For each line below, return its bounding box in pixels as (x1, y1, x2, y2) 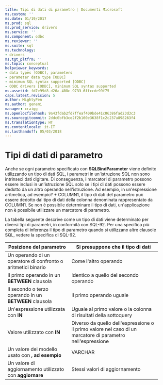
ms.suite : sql (5, 43, 34, 48)
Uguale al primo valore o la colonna (71, 306, 152, 313)
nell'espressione (71, 338, 109, 345)
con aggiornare (7, 372, 44, 379)
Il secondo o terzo (7, 286, 49, 293)
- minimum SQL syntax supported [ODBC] (5, 79, 86, 84)
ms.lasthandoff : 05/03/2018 (5, 129, 62, 134)
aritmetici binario (7, 264, 46, 271)
